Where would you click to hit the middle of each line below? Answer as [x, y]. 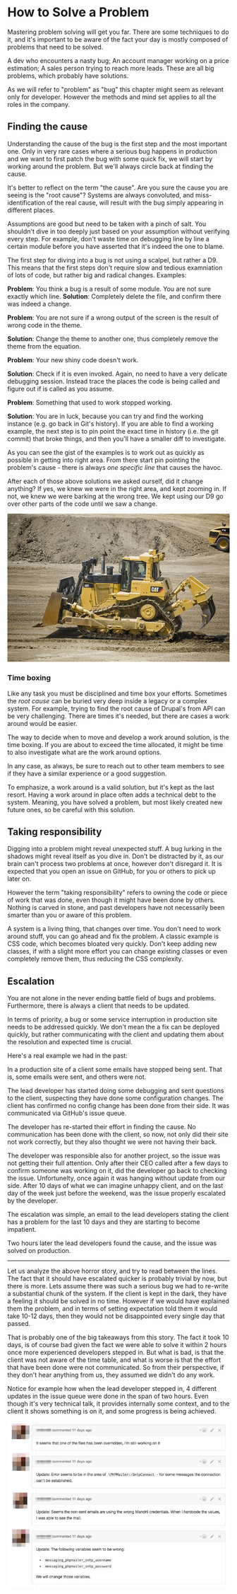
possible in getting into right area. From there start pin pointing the [104, 460]
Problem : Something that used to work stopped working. [90, 402]
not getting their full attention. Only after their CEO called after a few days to [118, 1163]
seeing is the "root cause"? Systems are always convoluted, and [101, 195]
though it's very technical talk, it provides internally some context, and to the [119, 1404]
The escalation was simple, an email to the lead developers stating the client [118, 1215]
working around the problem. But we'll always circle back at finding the [110, 166]
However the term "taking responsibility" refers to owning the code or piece [117, 893]
